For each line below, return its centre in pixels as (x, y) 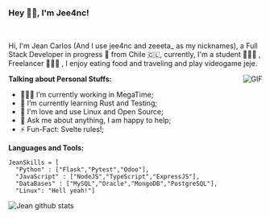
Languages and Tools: (46, 148)
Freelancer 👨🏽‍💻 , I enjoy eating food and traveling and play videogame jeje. (133, 64)
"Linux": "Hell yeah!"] (55, 191)
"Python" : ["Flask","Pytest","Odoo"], (83, 170)
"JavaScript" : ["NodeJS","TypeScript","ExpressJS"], (108, 177)
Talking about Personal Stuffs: (60, 79)
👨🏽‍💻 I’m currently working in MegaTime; (87, 95)
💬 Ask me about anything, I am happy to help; (96, 121)
